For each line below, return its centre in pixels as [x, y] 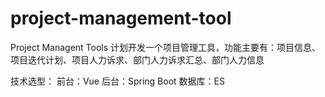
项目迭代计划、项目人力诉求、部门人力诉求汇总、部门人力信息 [137, 59]
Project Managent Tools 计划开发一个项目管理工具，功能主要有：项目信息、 [166, 47]
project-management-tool [121, 18]
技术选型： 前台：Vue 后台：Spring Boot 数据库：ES [117, 81]
